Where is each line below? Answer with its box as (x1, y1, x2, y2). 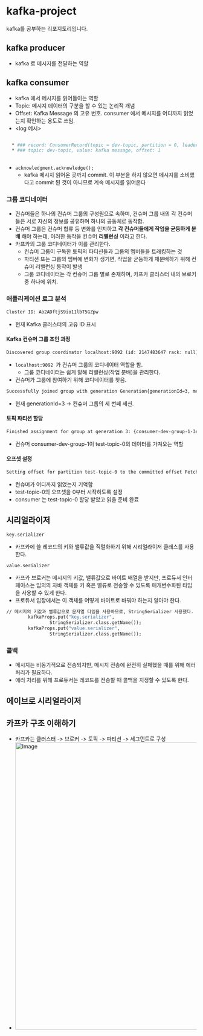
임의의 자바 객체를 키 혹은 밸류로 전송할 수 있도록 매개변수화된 (36, 581, 181, 588)
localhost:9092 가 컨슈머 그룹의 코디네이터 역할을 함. (14, 361, 143, 368)
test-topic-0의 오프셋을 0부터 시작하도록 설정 (14, 488, 123, 495)
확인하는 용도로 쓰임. (26, 117, 76, 124)
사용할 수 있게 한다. (21, 589, 67, 596)
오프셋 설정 (6, 455, 32, 463)
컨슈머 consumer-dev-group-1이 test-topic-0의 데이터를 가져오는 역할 (14, 440, 184, 448)
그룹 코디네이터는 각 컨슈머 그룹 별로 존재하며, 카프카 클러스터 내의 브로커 (24, 271, 197, 278)
